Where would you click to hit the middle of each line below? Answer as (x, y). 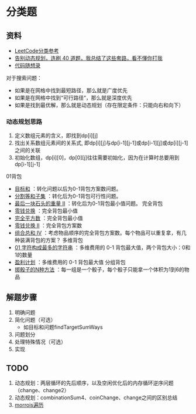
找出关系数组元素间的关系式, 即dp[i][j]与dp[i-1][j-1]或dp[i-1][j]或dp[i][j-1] (101, 143)
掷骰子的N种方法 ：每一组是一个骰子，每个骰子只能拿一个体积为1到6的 (99, 270)
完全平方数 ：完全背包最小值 (49, 218)
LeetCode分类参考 (37, 51)
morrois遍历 (29, 405)
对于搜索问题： (24, 78)
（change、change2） (42, 390)
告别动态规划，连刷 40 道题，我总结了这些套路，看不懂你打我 (88, 58)
